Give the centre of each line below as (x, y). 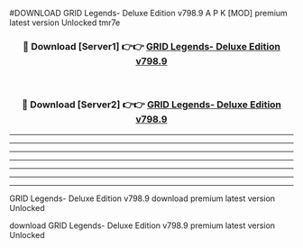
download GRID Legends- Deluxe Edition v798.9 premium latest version (142, 225)
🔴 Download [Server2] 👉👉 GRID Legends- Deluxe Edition (151, 105)
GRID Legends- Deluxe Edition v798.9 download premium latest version (142, 198)
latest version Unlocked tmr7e (65, 23)
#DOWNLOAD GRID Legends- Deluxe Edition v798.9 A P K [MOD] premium (149, 13)
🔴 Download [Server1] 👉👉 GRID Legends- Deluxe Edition (151, 46)
